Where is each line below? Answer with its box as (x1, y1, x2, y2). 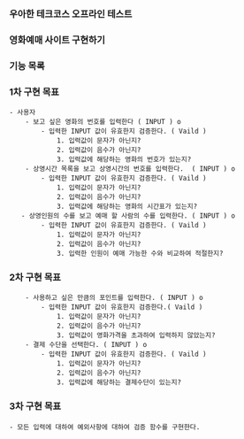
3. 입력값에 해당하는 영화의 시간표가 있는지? (56, 202, 198, 212)
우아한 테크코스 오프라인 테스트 (9, 7, 133, 19)
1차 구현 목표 (9, 86, 60, 98)
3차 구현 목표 (9, 400, 62, 412)
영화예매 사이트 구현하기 (9, 34, 106, 46)
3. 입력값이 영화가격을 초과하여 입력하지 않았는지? (56, 331, 216, 340)
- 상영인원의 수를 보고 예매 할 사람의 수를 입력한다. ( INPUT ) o (20, 212, 236, 220)
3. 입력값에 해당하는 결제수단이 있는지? (56, 378, 182, 387)
